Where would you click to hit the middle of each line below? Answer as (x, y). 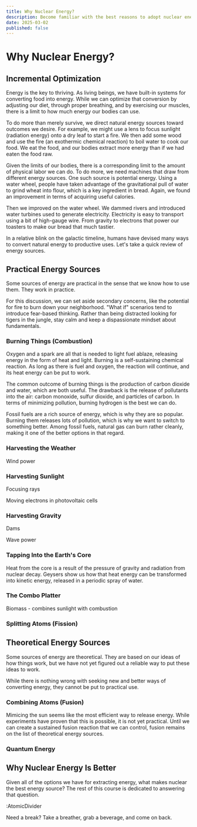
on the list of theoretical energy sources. (55, 734)
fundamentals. (23, 326)
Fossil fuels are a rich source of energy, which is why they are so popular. (95, 414)
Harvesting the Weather (41, 448)
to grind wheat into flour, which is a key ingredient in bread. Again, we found (98, 190)
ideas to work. (23, 669)
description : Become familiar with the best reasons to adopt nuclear (94, 17)
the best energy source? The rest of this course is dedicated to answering (95, 788)
